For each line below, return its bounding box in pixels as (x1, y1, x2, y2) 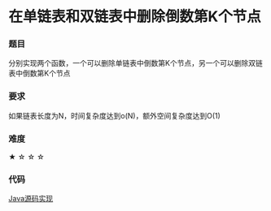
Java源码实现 (8, 194, 54, 204)
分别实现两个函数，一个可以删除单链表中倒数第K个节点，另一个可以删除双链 (8, 58, 263, 68)
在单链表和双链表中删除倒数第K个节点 (8, 7, 262, 26)
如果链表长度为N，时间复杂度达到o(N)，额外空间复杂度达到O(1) (8, 110, 221, 120)
